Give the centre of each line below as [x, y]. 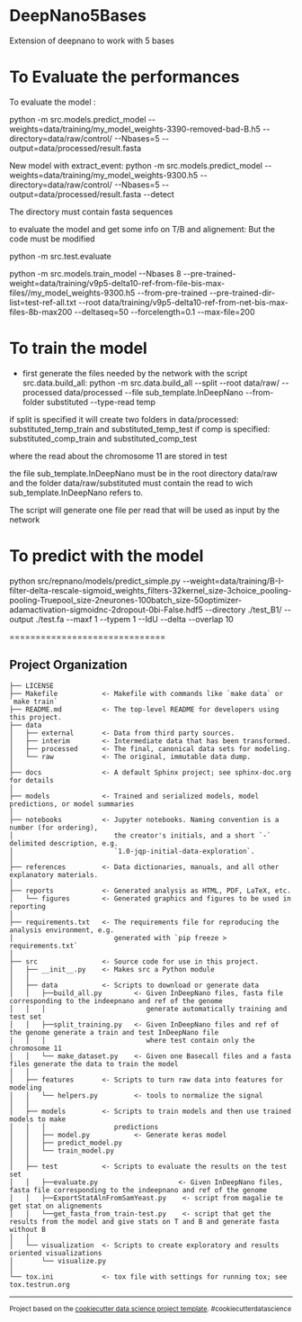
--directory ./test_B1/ [244, 610]
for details [31, 780]
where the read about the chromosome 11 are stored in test [118, 456]
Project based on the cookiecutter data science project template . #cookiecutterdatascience [151, 1308]
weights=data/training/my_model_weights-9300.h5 [104, 175]
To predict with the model [107, 556]
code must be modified [53, 239]
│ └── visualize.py [58, 1261]
